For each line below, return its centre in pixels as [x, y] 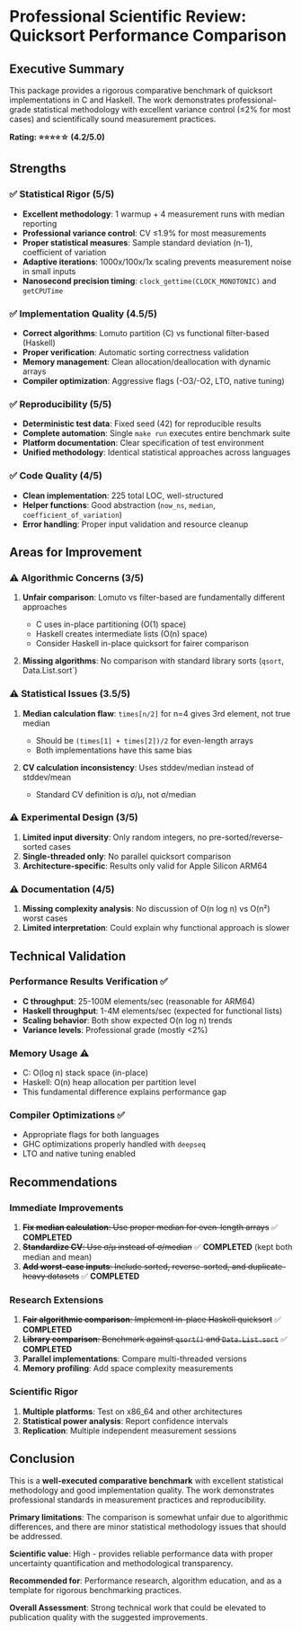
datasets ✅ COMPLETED [93, 1276]
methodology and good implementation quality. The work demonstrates [142, 1490]
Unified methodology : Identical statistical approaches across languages [156, 452]
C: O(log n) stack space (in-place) [85, 1073]
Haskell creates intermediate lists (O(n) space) [122, 634]
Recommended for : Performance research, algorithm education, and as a [146, 1581]
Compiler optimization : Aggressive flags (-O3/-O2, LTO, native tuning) [153, 380]
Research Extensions [57, 1300]
